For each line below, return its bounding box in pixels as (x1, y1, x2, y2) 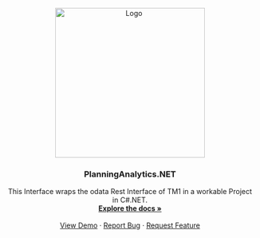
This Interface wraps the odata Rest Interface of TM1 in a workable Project (7, 187, 253, 196)
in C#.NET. (112, 195, 148, 205)
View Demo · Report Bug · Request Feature (59, 220, 201, 230)
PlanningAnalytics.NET (83, 169, 177, 180)
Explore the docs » (98, 204, 162, 213)
